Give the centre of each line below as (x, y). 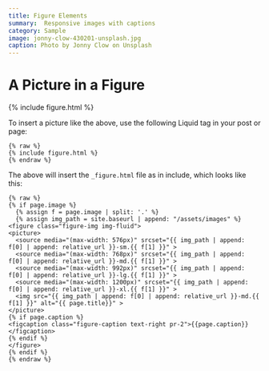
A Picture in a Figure (77, 85)
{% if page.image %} (43, 205)
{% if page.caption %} (46, 317)
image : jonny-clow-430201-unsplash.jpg (75, 38)
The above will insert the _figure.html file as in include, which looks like (127, 175)
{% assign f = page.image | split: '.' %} (87, 212)
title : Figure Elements (48, 16)
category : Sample (37, 30)
